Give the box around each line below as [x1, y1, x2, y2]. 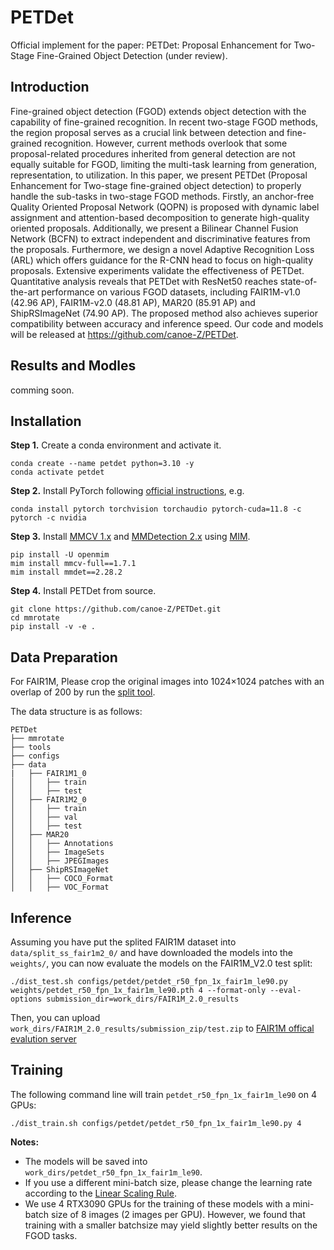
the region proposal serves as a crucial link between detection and [10, 126, 285, 138]
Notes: [10, 1136, 40, 1148]
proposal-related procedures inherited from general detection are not [10, 147, 296, 160]
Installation [10, 412, 82, 430]
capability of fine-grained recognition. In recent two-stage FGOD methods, [10, 116, 319, 128]
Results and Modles [10, 357, 137, 375]
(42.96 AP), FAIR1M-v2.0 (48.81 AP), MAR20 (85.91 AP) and [10, 296, 256, 308]
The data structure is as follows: [10, 706, 143, 718]
